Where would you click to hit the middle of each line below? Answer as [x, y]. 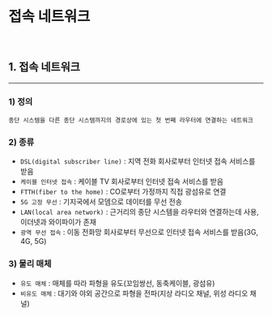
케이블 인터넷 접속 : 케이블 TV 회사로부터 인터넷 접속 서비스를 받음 [122, 181]
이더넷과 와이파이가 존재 [58, 222]
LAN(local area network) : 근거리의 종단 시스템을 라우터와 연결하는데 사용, [139, 212]
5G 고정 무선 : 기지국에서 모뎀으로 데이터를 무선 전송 [101, 202]
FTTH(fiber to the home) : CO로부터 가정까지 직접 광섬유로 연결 [123, 192]
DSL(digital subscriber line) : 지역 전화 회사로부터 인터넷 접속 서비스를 [138, 161]
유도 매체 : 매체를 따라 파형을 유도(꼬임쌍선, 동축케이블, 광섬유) [117, 283]
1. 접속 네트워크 [45, 67]
